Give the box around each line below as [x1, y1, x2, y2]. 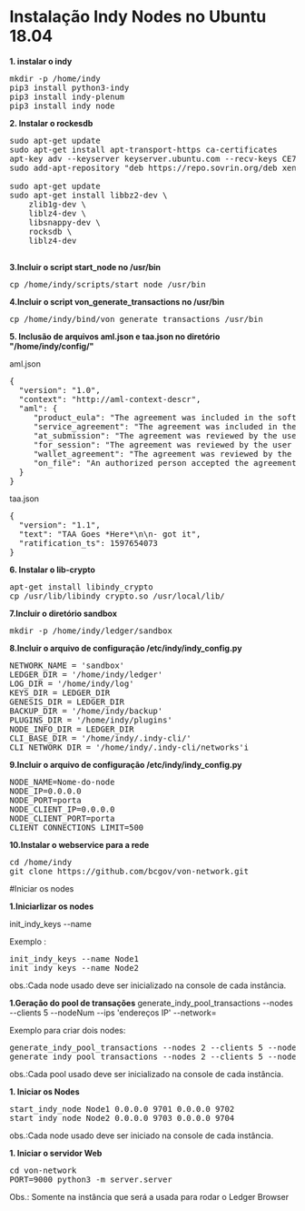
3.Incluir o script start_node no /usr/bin [9, 261, 162, 272]
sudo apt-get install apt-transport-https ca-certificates [9, 144, 279, 155]
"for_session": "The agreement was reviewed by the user [33, 439, 292, 449]
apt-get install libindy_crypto [9, 581, 153, 592]
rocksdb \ [28, 226, 73, 237]
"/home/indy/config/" [9, 340, 94, 351]
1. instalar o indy [9, 56, 73, 66]
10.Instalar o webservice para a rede [9, 839, 150, 850]
